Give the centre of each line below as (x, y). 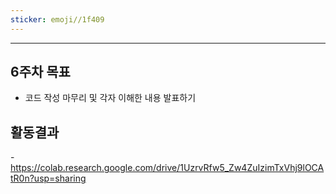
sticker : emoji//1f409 (57, 19)
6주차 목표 (40, 72)
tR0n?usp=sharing (48, 178)
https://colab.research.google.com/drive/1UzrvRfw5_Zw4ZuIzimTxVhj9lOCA (167, 168)
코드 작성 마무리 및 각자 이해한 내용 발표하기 (110, 98)
